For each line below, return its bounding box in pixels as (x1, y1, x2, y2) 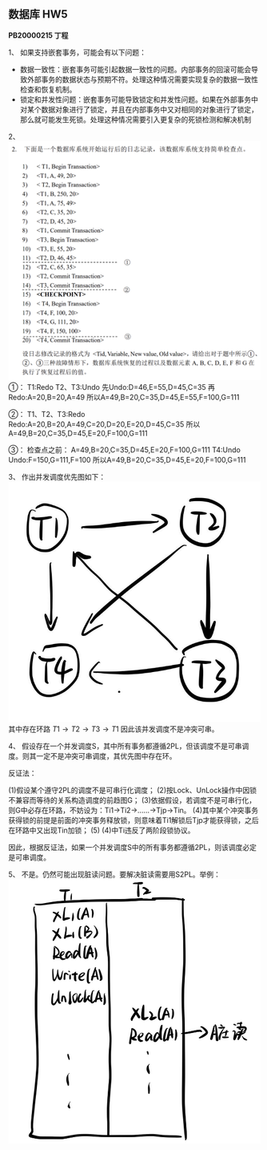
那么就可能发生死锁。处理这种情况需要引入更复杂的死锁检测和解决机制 (19, 115, 252, 124)
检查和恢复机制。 (19, 84, 77, 94)
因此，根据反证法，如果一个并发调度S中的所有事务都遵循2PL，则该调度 (8, 843, 243, 852)
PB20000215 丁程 (8, 30, 69, 40)
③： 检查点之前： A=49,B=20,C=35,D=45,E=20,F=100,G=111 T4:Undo (8, 445, 241, 455)
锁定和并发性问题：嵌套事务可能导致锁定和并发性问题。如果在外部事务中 (19, 95, 258, 104)
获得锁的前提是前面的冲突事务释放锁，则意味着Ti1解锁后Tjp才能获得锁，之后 (8, 816, 260, 825)
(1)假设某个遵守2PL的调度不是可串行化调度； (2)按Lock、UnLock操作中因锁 (8, 785, 257, 796)
